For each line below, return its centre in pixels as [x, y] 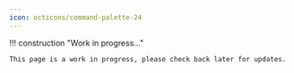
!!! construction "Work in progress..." [77, 43]
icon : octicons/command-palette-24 [76, 17]
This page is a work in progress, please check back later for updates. [148, 59]
